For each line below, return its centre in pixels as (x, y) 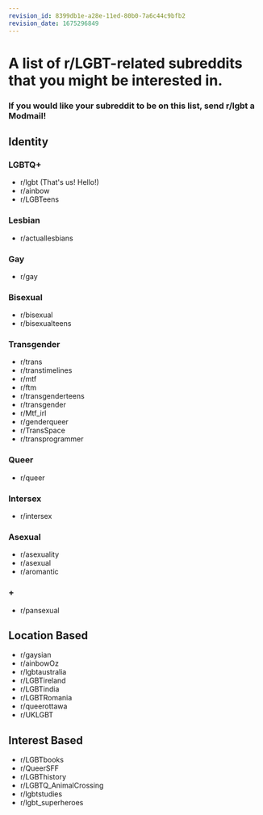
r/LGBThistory (43, 777)
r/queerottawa (44, 706)
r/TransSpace (43, 430)
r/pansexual (40, 610)
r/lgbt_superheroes (52, 803)
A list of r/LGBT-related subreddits (125, 63)
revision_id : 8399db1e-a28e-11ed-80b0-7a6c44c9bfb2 (97, 16)
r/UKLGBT (37, 715)
